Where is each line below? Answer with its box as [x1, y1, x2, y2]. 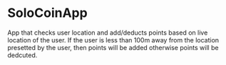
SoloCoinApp [7, 5, 88, 21]
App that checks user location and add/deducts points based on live [7, 28, 208, 37]
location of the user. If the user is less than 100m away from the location [7, 35, 220, 44]
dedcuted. [7, 51, 38, 59]
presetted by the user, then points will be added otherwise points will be [7, 43, 219, 52]
